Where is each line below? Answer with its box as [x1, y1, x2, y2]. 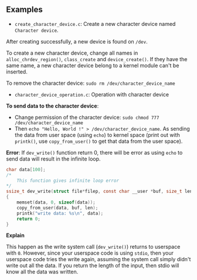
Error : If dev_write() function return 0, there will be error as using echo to [6, 149, 183, 156]
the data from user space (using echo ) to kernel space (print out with [14, 131, 180, 138]
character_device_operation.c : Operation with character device [14, 91, 169, 98]
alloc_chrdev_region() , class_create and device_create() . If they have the [6, 55, 188, 62]
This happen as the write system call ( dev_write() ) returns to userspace [6, 244, 181, 251]
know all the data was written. [6, 268, 79, 275]
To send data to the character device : [6, 102, 99, 109]
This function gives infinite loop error [16, 178, 119, 184]
